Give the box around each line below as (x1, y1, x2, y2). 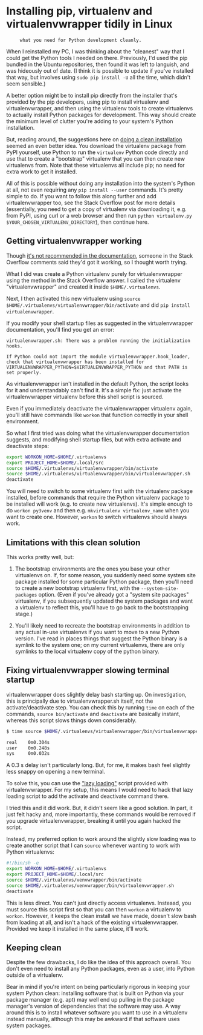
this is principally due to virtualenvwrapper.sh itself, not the (6, 697, 153, 705)
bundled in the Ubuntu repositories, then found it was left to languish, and (6, 61, 190, 68)
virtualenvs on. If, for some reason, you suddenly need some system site (14, 571, 196, 578)
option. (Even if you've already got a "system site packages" (38, 591, 189, 598)
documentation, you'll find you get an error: (6, 326, 115, 333)
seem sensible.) (6, 80, 46, 87)
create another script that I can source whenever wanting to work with (6, 842, 181, 849)
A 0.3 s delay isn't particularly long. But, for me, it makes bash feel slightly (6, 762, 191, 769)
